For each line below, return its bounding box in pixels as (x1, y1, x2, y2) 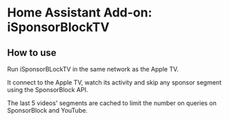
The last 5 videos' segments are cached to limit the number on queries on (7, 99, 217, 107)
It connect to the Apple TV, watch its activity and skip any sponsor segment (7, 78, 222, 87)
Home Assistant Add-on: (7, 5, 152, 21)
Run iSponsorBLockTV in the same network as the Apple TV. (7, 65, 179, 73)
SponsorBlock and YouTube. (7, 107, 88, 114)
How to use (7, 47, 57, 58)
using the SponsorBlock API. (7, 86, 88, 93)
